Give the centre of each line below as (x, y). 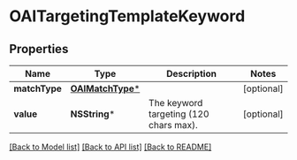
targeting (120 (179, 114)
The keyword (176, 103)
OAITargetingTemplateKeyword (127, 16)
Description (191, 74)
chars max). (173, 125)
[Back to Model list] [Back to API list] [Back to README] (110, 147)
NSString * (93, 114)
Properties (39, 49)
